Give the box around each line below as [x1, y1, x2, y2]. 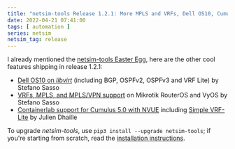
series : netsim [7, 29, 52, 37]
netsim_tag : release [7, 36, 68, 43]
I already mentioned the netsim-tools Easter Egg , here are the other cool [7, 55, 215, 63]
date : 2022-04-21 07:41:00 [7, 17, 86, 24]
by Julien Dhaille [29, 113, 78, 122]
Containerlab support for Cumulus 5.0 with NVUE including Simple [17, 106, 208, 114]
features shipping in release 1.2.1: [7, 63, 103, 71]
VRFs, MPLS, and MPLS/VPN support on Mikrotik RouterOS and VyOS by [17, 91, 228, 100]
